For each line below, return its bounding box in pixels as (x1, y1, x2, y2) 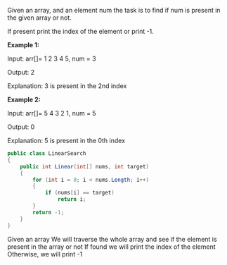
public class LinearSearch (7, 150, 86, 157)
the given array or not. (7, 13, 72, 22)
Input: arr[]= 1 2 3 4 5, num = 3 (7, 54, 96, 63)
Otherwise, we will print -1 (7, 249, 83, 258)
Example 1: (7, 41, 40, 49)
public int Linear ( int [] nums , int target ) (20, 163, 150, 170)
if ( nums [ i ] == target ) (44, 190, 115, 197)
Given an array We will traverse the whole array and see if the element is (7, 235, 217, 243)
